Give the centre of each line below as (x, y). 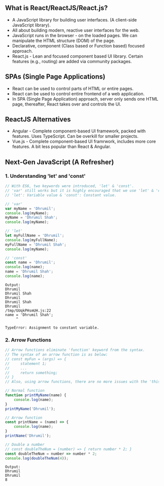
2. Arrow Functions (28, 340)
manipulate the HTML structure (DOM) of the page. (64, 41)
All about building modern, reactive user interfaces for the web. (76, 30)
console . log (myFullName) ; (31, 240)
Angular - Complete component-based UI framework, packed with (79, 131)
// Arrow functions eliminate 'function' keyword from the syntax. (75, 350)
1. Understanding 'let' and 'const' (45, 176)
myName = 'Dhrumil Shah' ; (31, 218)
